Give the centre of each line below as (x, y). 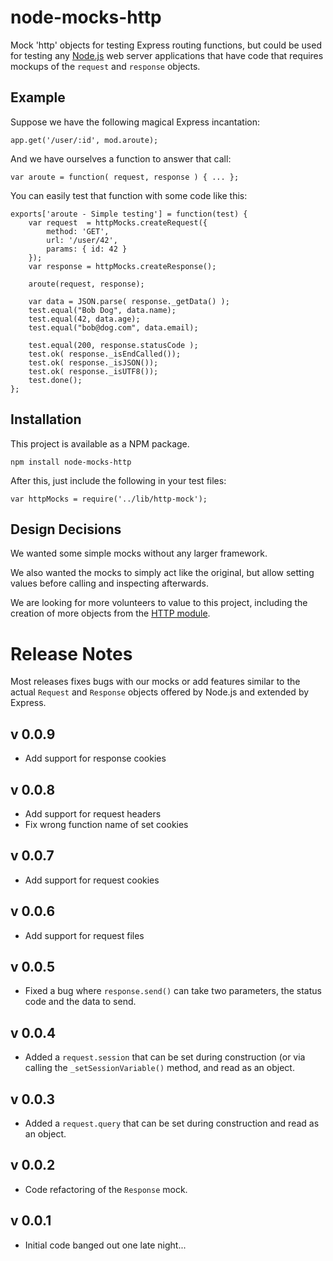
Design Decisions (66, 529)
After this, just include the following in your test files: (118, 480)
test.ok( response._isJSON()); (93, 362)
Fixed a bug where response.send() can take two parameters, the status (173, 991)
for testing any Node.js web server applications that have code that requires (167, 55)
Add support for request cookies (92, 880)
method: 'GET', (78, 231)
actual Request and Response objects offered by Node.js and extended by (160, 692)
